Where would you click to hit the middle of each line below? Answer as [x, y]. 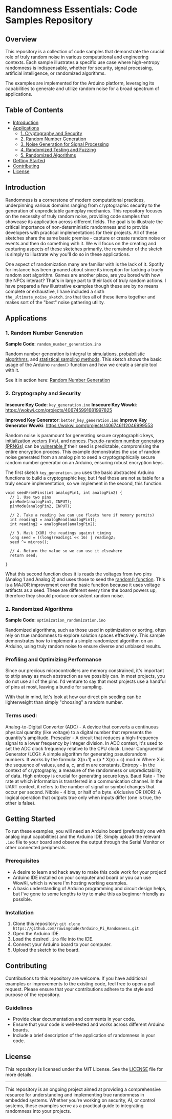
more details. [19, 1074]
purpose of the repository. [33, 995]
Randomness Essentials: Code [71, 9]
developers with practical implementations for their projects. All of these [81, 232]
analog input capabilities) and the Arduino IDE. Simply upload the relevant [83, 837]
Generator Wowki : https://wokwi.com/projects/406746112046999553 [79, 425]
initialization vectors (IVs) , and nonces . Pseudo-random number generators [85, 441]
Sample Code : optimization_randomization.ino [56, 620]
